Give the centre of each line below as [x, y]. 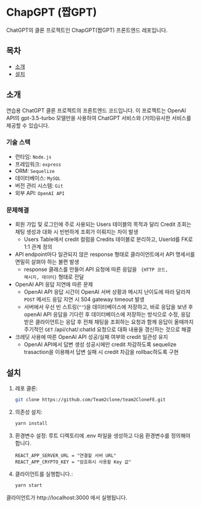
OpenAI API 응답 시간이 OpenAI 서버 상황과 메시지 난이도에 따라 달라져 [107, 292]
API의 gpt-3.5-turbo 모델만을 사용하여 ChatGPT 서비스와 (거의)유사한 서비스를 [99, 118]
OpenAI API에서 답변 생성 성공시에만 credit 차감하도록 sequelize [100, 345]
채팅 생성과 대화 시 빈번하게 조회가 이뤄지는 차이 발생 [76, 232]
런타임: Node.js [33, 156]
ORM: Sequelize [35, 171]
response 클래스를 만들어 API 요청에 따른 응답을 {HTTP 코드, [96, 269]
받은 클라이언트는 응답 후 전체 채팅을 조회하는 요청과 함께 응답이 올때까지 [109, 322]
